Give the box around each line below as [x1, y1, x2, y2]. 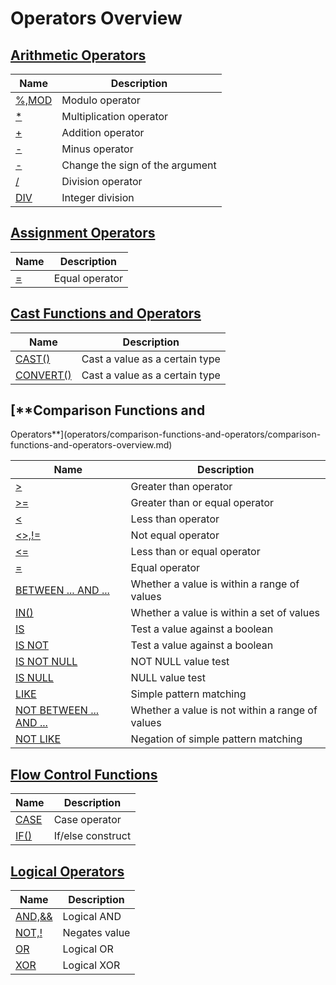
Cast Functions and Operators [10, 305, 202, 322]
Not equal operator [130, 528, 220, 542]
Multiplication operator [61, 110, 169, 123]
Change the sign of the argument [61, 158, 217, 172]
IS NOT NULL [15, 655, 78, 669]
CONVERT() [15, 368, 72, 382]
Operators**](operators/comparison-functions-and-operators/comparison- [10, 428, 322, 441]
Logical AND [62, 910, 122, 924]
